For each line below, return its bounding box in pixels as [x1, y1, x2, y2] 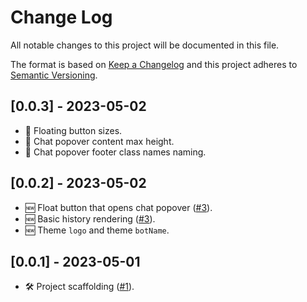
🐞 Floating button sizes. [24, 124, 123, 136]
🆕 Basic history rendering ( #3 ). [24, 212, 156, 225]
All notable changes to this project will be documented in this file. [10, 39, 280, 51]
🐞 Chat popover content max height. [24, 135, 175, 147]
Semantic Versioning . [10, 69, 98, 81]
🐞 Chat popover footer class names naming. [24, 146, 207, 158]
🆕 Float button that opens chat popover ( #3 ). [24, 201, 213, 213]
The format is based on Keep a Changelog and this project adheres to [10, 58, 298, 70]
